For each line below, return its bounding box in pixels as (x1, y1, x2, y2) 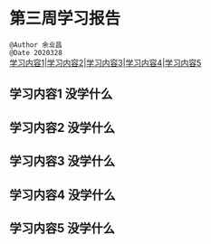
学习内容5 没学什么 (9, 221, 116, 236)
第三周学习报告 (9, 8, 121, 29)
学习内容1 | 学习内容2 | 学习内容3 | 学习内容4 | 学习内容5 (9, 57, 202, 68)
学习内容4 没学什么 (9, 187, 116, 202)
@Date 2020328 (9, 48, 63, 57)
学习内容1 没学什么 (9, 87, 113, 102)
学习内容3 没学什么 (9, 154, 116, 169)
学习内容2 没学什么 (9, 119, 116, 136)
